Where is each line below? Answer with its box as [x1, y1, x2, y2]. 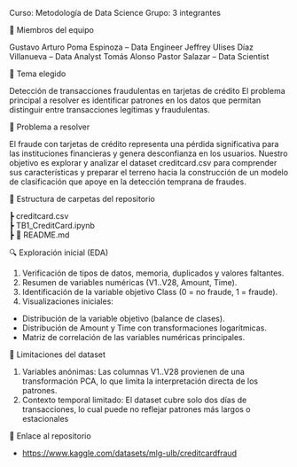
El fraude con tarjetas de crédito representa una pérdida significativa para [9, 139, 279, 149]
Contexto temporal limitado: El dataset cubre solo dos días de [21, 394, 247, 405]
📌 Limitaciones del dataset [9, 349, 106, 360]
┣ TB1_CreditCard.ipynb [9, 221, 96, 230]
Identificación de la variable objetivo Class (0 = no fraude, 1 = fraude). [21, 287, 278, 297]
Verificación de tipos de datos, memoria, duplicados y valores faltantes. [21, 268, 285, 278]
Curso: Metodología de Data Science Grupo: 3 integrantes [9, 8, 222, 18]
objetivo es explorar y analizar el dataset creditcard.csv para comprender [9, 158, 277, 167]
